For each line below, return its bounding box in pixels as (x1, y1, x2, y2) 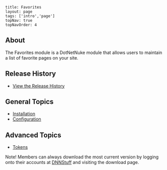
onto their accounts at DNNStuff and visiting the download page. (5, 159, 139, 165)
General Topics (5, 97, 54, 106)
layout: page (5, 9, 33, 14)
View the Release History (12, 83, 65, 89)
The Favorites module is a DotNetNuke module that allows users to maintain (5, 49, 162, 55)
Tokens (12, 144, 28, 150)
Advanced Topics (5, 131, 61, 139)
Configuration (12, 116, 41, 122)
